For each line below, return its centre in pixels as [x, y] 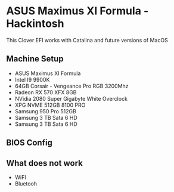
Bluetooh [26, 184]
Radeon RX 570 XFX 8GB [46, 92]
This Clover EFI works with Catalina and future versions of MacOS [87, 40]
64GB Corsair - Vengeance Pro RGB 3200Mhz [72, 86]
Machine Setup [35, 59]
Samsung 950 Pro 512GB [45, 111]
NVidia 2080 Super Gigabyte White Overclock [71, 98]
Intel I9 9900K [32, 79]
